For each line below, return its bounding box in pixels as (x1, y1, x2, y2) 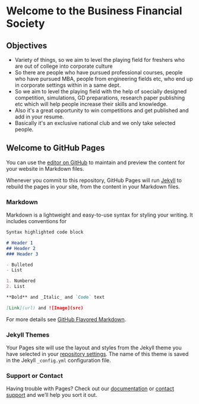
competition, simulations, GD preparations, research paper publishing (14, 94, 185, 101)
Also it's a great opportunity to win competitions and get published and (14, 107, 189, 114)
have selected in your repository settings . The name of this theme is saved (6, 350, 189, 358)
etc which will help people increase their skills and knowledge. (14, 101, 168, 108)
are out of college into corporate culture (14, 62, 113, 70)
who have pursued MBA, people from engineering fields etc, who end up (14, 76, 193, 82)
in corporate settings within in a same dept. (14, 82, 121, 89)
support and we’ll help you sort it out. (6, 392, 97, 399)
